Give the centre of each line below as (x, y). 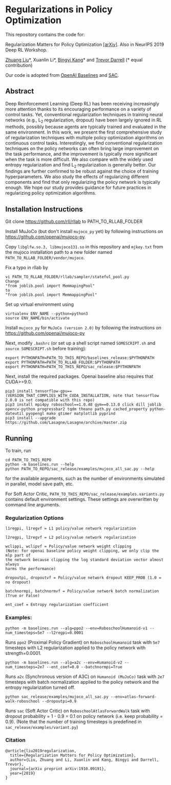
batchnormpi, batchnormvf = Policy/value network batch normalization (82, 591)
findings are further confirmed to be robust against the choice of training (82, 171)
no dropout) (18, 582)
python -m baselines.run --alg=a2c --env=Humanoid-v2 (64, 662)
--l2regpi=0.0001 (65, 633)
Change (12, 282)
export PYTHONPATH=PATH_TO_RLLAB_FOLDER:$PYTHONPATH (63, 363)
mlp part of (18, 556)
